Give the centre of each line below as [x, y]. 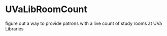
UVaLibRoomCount [46, 9]
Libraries [14, 28]
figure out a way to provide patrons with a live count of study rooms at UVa [84, 23]
